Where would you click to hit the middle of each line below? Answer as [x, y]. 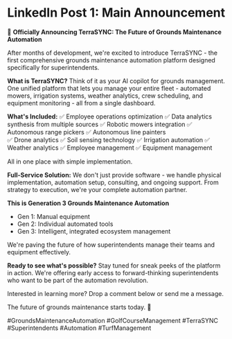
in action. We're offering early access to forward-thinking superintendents [113, 272]
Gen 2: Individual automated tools [65, 224]
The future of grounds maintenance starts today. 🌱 [79, 307]
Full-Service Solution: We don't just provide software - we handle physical [114, 175]
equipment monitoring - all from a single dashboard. [81, 103]
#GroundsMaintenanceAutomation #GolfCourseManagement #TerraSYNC [113, 320]
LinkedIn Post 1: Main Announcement [116, 13]
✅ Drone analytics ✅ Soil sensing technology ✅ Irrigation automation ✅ [108, 139]
